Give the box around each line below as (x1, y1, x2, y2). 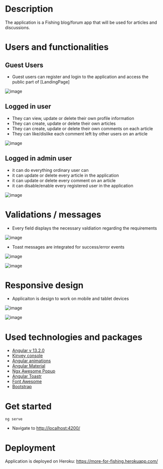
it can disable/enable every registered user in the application (12, 183, 133, 188)
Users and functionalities (5, 42, 109, 53)
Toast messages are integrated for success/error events (12, 244, 125, 250)
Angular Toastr (12, 373, 42, 379)
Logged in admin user (5, 154, 72, 163)
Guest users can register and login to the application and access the (12, 74, 149, 80)
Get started (5, 401, 52, 412)
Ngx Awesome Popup (12, 368, 56, 374)
